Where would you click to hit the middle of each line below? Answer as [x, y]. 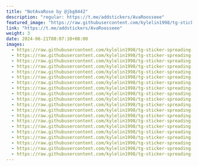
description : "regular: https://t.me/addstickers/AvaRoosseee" [85, 17]
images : [16, 45]
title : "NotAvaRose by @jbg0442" [47, 11]
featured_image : [26, 22]
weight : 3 [18, 34]
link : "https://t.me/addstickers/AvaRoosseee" [64, 28]
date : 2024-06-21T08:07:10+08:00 [47, 39]
